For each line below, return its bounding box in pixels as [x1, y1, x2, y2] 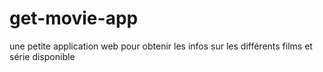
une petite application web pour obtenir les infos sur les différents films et [9, 40, 313, 52]
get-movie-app [9, 7, 139, 30]
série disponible [9, 50, 76, 62]
